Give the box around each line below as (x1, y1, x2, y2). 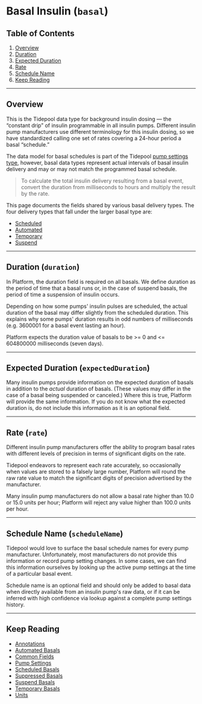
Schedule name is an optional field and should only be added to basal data (6, 582, 191, 589)
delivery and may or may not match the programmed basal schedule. (6, 165, 177, 172)
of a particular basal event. (6, 570, 73, 577)
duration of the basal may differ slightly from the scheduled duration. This (6, 309, 189, 316)
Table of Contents (6, 28, 75, 39)
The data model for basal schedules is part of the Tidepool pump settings (6, 152, 188, 160)
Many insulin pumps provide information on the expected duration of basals (6, 379, 194, 386)
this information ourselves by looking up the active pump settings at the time (6, 564, 196, 571)
